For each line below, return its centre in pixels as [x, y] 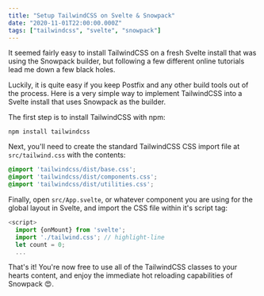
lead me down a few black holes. [62, 70]
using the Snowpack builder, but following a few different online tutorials [126, 61]
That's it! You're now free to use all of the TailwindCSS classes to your [123, 267]
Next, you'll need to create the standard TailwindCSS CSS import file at [124, 147]
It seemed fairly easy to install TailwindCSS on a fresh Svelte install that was [132, 53]
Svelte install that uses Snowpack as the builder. [87, 102]
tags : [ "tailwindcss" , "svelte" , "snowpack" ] [84, 30]
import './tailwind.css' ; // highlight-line [90, 237]
